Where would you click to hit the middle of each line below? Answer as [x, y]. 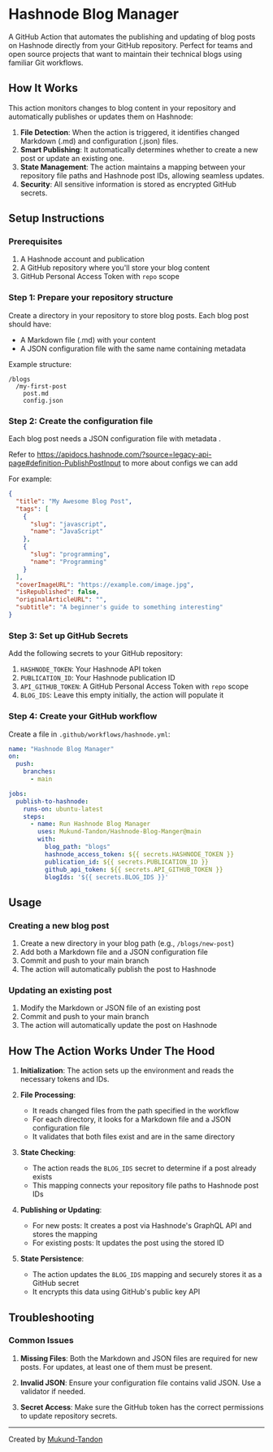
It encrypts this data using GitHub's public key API [116, 1292]
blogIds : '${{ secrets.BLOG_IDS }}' [106, 877]
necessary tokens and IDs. [65, 1079]
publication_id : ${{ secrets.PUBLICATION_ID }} [126, 862]
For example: [30, 479]
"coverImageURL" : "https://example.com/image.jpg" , [105, 584]
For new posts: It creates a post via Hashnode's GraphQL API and [142, 1226]
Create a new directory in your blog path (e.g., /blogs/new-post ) [127, 943]
